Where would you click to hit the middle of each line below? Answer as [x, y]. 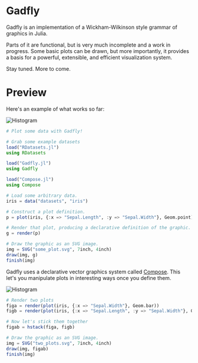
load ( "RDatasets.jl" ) [33, 147]
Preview [27, 93]
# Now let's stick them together [47, 322]
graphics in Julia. [27, 33]
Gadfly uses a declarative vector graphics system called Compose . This [93, 272]
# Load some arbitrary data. [42, 196]
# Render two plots [30, 300]
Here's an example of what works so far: [55, 109]
